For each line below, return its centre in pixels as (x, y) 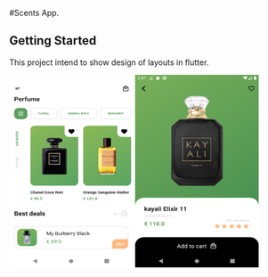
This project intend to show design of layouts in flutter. (109, 62)
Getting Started (53, 41)
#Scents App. (34, 13)
